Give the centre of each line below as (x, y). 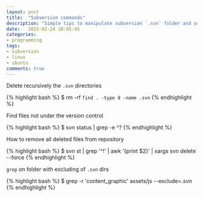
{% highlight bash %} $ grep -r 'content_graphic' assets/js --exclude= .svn (99, 181)
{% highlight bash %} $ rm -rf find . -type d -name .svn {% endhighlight (99, 97)
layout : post (23, 12)
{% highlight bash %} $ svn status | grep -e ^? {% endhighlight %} (89, 128)
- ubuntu (17, 63)
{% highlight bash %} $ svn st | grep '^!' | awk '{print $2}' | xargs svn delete (101, 151)
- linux (16, 57)
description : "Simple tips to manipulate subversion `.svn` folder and (99, 23)
